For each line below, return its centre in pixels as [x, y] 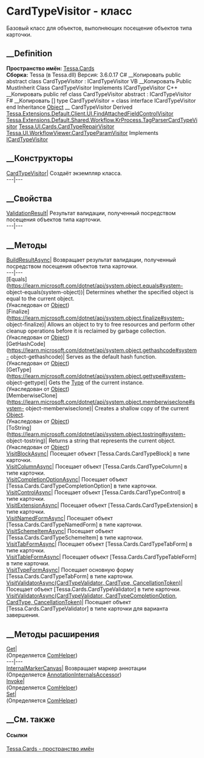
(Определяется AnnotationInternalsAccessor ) [64, 675]
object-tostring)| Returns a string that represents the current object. [91, 441]
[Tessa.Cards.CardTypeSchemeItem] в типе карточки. [75, 538]
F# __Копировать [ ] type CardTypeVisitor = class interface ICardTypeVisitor [101, 100]
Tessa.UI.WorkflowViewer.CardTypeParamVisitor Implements [83, 133]
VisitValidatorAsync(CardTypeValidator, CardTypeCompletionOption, [92, 596]
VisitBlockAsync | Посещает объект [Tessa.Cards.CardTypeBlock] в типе [98, 453]
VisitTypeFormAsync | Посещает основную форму [70, 570]
